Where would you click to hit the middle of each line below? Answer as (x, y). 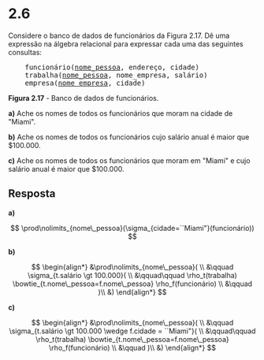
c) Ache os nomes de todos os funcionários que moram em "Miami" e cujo (129, 160)
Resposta (32, 194)
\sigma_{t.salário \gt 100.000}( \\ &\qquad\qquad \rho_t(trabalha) (132, 275)
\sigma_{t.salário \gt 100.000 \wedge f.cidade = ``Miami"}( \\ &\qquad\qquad (132, 331)
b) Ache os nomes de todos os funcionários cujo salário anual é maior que (129, 137)
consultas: (25, 52)
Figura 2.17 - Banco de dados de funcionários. (84, 98)
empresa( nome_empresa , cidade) (85, 83)
